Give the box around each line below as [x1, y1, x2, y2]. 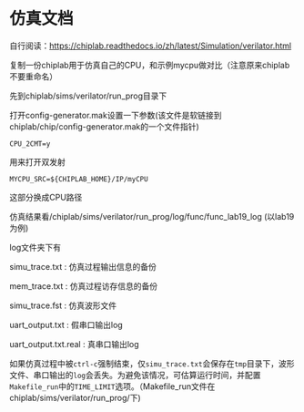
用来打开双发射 [9, 156, 66, 167]
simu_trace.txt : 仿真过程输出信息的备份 [9, 261, 157, 272]
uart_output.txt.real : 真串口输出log [9, 338, 139, 349]
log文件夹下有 [9, 242, 62, 252]
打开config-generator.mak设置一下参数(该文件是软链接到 [9, 109, 222, 120]
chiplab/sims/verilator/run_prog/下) [9, 392, 141, 403]
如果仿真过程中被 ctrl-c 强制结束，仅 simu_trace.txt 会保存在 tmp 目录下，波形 [9, 357, 295, 369]
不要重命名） [9, 70, 57, 82]
